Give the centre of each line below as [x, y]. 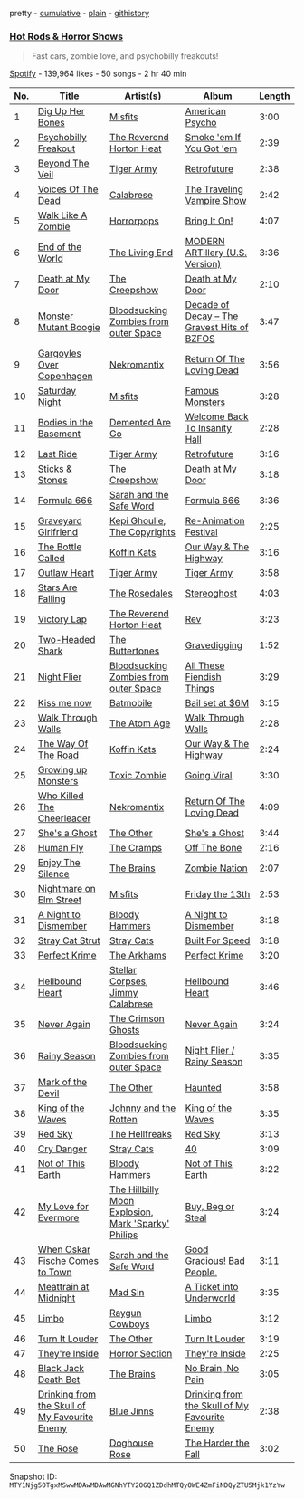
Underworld [210, 1298]
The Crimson [137, 1019]
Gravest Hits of [217, 328]
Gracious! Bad [215, 1261]
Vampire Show [216, 201]
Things [200, 689]
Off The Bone [214, 848]
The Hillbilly [135, 1189]
